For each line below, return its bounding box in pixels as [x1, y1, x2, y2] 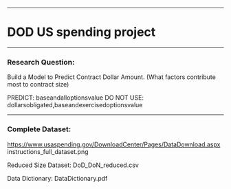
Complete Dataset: [7, 124, 71, 134]
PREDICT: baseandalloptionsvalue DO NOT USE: [7, 93, 144, 102]
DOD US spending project [7, 25, 156, 40]
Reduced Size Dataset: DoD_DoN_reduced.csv [7, 161, 139, 169]
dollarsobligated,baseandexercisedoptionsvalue [7, 101, 143, 109]
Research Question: [7, 57, 75, 67]
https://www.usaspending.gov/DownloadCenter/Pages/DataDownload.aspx [7, 140, 221, 148]
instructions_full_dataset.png [7, 147, 89, 155]
